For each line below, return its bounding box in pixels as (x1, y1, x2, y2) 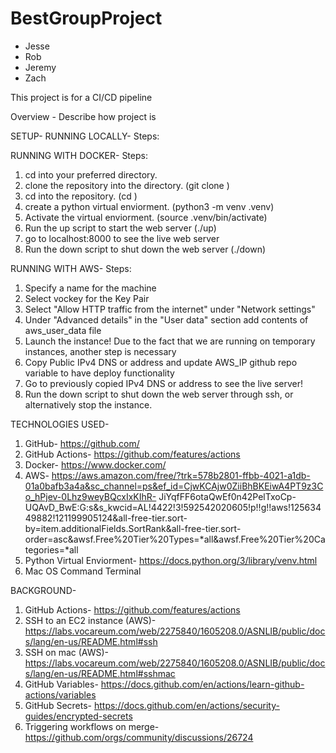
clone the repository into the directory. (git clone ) (24, 179, 230, 191)
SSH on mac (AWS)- (24, 646, 110, 658)
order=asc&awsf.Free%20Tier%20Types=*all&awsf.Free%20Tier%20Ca (24, 533, 326, 545)
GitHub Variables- (24, 678, 99, 690)
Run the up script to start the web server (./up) (24, 222, 217, 234)
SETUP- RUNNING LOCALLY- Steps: (10, 130, 160, 142)
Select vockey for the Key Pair (24, 292, 150, 304)
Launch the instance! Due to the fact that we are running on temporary (24, 335, 316, 347)
